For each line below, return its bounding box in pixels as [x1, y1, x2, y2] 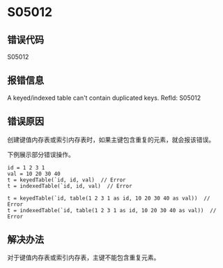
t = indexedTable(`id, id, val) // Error [7, 182, 132, 189]
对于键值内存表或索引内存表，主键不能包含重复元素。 [7, 253, 160, 262]
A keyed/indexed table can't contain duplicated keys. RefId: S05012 [7, 94, 201, 102]
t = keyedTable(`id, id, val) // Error [7, 176, 127, 184]
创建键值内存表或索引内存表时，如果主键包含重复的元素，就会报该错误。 [7, 135, 215, 144]
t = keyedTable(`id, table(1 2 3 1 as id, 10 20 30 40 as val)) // [7, 195, 210, 202]
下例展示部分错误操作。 [7, 150, 75, 158]
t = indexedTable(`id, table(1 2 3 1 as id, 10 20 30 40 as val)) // [7, 207, 217, 214]
